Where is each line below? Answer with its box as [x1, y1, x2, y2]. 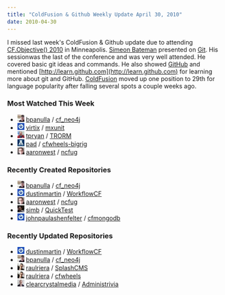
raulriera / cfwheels [25, 272, 81, 281]
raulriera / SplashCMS [25, 264, 88, 272]
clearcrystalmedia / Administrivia [25, 280, 119, 288]
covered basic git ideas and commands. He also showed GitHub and [7, 60, 200, 68]
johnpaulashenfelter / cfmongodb [25, 214, 121, 222]
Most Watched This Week [7, 99, 95, 108]
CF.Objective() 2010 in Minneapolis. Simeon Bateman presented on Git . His [7, 45, 218, 54]
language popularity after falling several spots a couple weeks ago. [7, 82, 197, 90]
